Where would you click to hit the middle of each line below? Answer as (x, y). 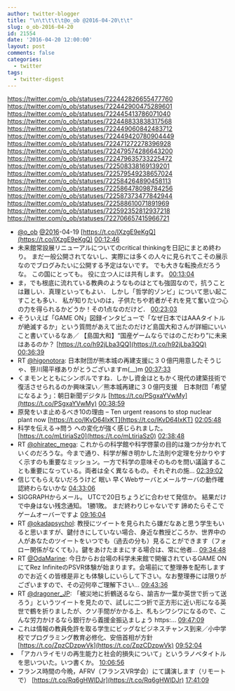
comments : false (31, 53)
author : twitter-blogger (43, 14)
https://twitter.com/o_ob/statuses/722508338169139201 (88, 166)
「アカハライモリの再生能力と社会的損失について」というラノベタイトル (122, 654)
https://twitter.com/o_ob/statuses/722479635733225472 (90, 159)
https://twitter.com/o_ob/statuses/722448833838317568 (90, 121)
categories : (25, 60)
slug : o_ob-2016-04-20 (40, 27)
